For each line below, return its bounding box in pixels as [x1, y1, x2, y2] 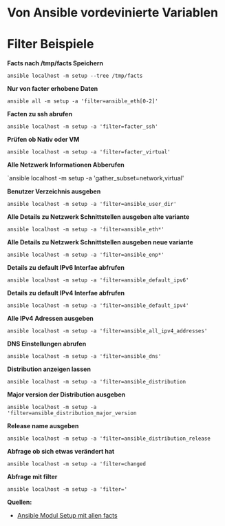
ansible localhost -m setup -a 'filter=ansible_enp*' [7, 251, 165, 259]
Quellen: [7, 498, 32, 507]
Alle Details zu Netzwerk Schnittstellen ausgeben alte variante [7, 213, 190, 221]
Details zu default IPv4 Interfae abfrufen [7, 289, 125, 297]
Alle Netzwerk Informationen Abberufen [7, 160, 125, 169]
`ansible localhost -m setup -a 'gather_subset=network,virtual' [7, 174, 184, 182]
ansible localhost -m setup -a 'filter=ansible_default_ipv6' [7, 277, 189, 284]
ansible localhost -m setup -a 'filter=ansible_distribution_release [7, 435, 211, 442]
